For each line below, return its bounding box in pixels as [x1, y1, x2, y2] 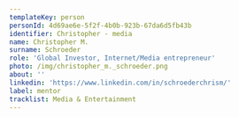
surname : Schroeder [9, 46, 81, 55]
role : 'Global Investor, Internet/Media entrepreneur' [9, 54, 216, 62]
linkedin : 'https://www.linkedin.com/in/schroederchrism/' [9, 78, 232, 87]
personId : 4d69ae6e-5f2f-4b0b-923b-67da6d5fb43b [9, 21, 192, 30]
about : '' [9, 70, 46, 79]
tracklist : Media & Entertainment [9, 94, 137, 104]
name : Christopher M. [9, 37, 89, 47]
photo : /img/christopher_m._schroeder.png [9, 62, 168, 71]
